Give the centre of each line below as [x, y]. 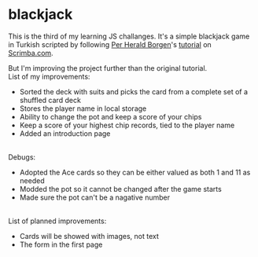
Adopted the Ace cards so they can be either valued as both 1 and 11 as [135, 172]
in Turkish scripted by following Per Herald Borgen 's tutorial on [110, 44]
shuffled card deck [50, 100]
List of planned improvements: [57, 221]
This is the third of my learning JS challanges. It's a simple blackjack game [129, 36]
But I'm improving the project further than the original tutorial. [108, 68]
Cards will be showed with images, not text [89, 236]
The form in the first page [61, 244]
